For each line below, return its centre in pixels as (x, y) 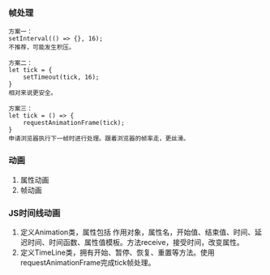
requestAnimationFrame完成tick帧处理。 (88, 262)
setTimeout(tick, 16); (61, 77)
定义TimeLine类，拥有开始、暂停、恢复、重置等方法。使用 (117, 252)
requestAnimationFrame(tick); (74, 123)
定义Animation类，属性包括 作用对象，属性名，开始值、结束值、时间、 (137, 232)
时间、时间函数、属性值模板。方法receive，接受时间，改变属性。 (136, 242)
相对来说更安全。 (33, 93)
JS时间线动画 (34, 213)
